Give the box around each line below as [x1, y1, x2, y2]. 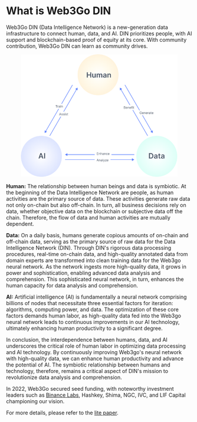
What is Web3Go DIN [6, 4, 111, 18]
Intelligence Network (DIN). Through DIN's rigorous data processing [6, 244, 172, 251]
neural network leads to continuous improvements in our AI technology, [6, 319, 180, 326]
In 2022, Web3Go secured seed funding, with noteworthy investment [6, 385, 174, 392]
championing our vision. [6, 398, 65, 405]
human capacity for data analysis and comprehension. [6, 282, 139, 289]
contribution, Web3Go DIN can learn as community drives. [6, 42, 148, 50]
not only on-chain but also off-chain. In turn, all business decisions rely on [6, 202, 187, 209]
